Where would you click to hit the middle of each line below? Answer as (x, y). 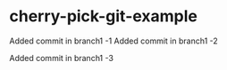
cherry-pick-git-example (104, 16)
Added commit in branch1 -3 (62, 58)
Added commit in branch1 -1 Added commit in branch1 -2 (114, 41)
